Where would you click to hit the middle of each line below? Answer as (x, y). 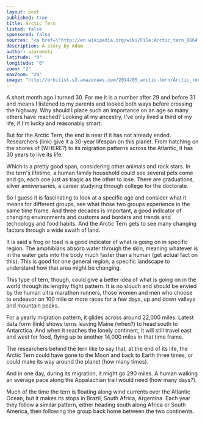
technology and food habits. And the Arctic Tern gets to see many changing (102, 224)
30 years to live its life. (34, 155)
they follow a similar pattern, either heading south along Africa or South (96, 405)
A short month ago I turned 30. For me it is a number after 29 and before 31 (101, 98)
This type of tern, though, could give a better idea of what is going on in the (101, 280)
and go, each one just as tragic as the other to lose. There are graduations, (100, 179)
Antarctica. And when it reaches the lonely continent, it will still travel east (99, 331)
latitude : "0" (24, 57)
